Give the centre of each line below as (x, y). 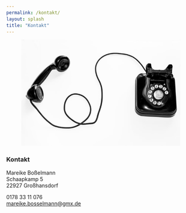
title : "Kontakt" (28, 25)
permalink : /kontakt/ (33, 13)
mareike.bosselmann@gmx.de (44, 203)
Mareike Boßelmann (31, 172)
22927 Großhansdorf (32, 185)
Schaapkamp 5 (25, 179)
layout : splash (25, 19)
